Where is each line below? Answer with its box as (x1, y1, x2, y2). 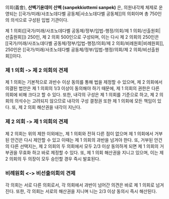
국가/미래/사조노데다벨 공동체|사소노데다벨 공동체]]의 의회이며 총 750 (22, 11, 158, 17)
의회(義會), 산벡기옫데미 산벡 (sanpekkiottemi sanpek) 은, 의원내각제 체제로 (5, 5, 158, 10)
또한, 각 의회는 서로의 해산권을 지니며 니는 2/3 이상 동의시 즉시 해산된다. (16, 188, 157, 194)
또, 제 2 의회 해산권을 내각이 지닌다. (12, 104, 82, 110)
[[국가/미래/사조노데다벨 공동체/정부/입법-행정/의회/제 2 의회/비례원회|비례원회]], (5, 40, 164, 46)
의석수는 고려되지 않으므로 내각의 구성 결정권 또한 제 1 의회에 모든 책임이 (14, 98, 156, 104)
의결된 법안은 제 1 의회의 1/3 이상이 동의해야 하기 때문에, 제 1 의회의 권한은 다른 (5, 85, 160, 92)
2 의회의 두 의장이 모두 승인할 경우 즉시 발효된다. (5, 156, 101, 162)
